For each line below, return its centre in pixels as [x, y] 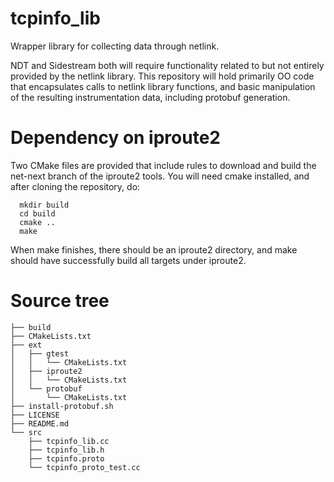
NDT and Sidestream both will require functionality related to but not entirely [167, 65]
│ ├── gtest [40, 353]
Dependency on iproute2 [115, 138]
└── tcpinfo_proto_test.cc [84, 467]
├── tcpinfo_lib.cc [69, 441]
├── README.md [40, 423]
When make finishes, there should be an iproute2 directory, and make [154, 249]
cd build [37, 213]
